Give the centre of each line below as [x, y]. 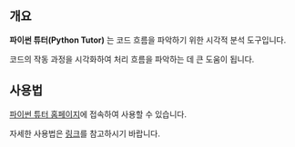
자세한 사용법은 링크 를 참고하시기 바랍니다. [85, 133]
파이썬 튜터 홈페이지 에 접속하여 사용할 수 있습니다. [98, 114]
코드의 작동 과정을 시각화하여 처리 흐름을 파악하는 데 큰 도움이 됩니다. [132, 59]
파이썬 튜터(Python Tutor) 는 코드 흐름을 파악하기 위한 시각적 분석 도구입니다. [148, 40]
